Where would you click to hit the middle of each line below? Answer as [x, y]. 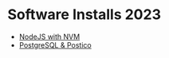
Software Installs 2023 [84, 15]
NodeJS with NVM [49, 37]
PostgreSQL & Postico [55, 44]
